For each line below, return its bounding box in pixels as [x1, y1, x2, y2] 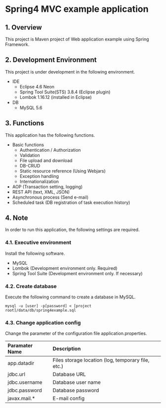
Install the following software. [5, 250, 65, 256]
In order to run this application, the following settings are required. [5, 227, 140, 233]
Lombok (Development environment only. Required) [12, 265, 118, 271]
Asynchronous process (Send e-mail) [12, 194, 89, 200]
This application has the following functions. [5, 132, 95, 138]
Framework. [5, 41, 30, 47]
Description [52, 345, 81, 352]
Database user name [52, 379, 101, 386]
